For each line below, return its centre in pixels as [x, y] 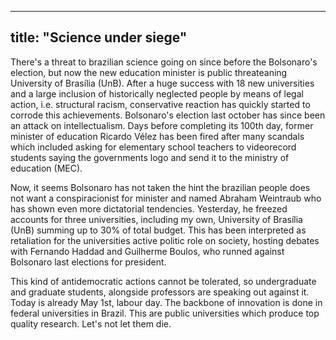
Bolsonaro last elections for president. [88, 262]
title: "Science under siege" [99, 37]
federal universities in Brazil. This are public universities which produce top [165, 313]
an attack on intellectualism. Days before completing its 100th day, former [162, 125]
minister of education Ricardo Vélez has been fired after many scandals [157, 136]
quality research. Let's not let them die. [91, 323]
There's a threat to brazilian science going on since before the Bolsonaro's [164, 62]
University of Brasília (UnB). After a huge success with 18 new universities [162, 83]
